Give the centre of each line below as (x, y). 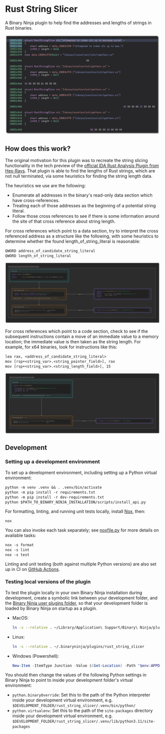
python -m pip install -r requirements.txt (50, 492)
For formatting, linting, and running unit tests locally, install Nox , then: (75, 511)
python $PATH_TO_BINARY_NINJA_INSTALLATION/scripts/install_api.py (76, 502)
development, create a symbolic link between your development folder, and (82, 598)
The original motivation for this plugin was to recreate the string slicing (77, 161)
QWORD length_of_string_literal (38, 256)
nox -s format (20, 545)
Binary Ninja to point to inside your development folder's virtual (69, 680)
